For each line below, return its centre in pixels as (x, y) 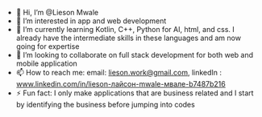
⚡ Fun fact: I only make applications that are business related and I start (135, 93)
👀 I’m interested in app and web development (91, 21)
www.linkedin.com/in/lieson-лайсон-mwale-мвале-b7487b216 (121, 84)
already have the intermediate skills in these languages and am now (129, 38)
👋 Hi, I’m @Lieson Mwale (57, 12)
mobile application (47, 63)
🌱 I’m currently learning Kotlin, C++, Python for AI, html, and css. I (125, 29)
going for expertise (48, 46)
